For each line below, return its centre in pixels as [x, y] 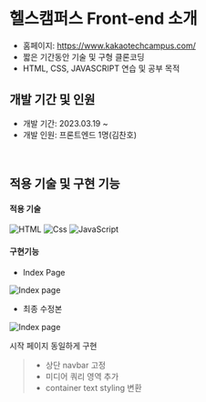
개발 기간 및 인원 [52, 100]
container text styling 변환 [94, 387]
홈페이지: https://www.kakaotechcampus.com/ [109, 45]
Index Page [44, 272]
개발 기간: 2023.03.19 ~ [65, 123]
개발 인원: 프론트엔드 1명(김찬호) [79, 135]
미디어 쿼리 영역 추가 [82, 376]
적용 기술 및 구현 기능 [65, 184]
